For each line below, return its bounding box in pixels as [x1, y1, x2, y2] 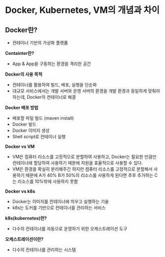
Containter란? [5, 50, 35, 56]
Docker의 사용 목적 [5, 71, 42, 77]
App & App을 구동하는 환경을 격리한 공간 [12, 61, 91, 67]
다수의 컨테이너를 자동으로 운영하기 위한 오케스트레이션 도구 [12, 226, 127, 231]
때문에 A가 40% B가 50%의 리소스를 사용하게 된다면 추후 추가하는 [25, 172, 154, 178]
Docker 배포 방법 [5, 105, 39, 110]
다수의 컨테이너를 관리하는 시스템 [12, 247, 76, 253]
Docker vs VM [5, 144, 35, 149]
